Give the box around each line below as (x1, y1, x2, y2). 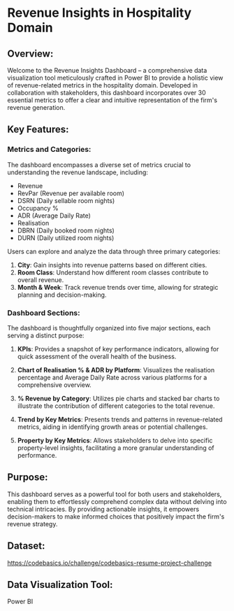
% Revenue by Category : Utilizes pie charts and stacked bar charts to (17, 394, 220, 402)
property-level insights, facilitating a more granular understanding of (17, 443, 214, 452)
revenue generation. (7, 104, 66, 111)
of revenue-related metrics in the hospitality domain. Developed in (7, 81, 198, 89)
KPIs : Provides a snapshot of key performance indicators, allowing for (17, 344, 219, 353)
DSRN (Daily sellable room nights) (17, 196, 115, 204)
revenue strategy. (7, 519, 58, 528)
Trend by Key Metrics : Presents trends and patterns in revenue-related (17, 415, 223, 423)
